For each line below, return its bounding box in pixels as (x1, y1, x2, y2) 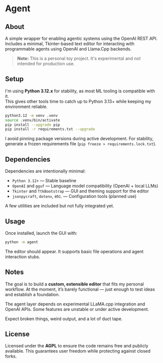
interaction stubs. (5, 253, 41, 259)
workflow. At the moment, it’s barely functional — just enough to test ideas (5, 286, 155, 292)
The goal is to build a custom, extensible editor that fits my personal (5, 281, 144, 287)
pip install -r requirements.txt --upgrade (5, 127, 95, 132)
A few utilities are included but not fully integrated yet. (5, 203, 114, 209)
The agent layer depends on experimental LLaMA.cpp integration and (5, 301, 145, 307)
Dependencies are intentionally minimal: (5, 168, 86, 174)
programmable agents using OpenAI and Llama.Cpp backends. (5, 46, 132, 52)
